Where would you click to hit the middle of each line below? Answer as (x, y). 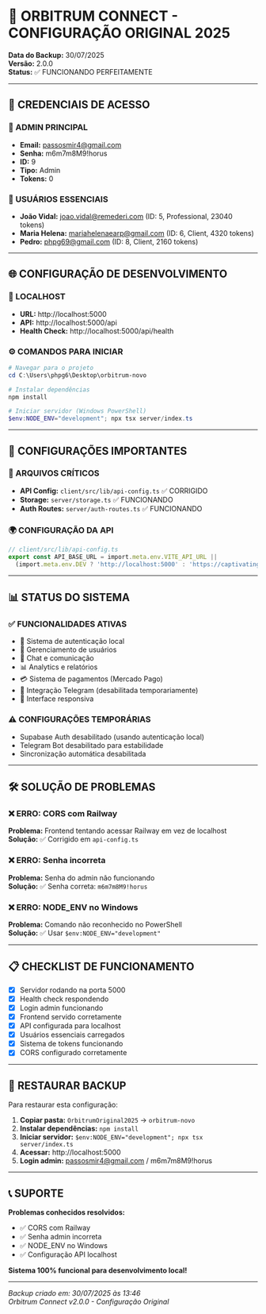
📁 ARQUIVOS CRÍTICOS (54, 473)
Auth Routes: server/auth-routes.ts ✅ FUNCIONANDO (111, 508)
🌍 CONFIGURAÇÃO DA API (61, 530)
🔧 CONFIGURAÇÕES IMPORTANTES (98, 451)
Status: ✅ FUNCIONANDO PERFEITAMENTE (80, 71)
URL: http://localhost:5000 (63, 314)
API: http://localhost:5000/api (68, 322)
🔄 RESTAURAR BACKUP (67, 1086)
